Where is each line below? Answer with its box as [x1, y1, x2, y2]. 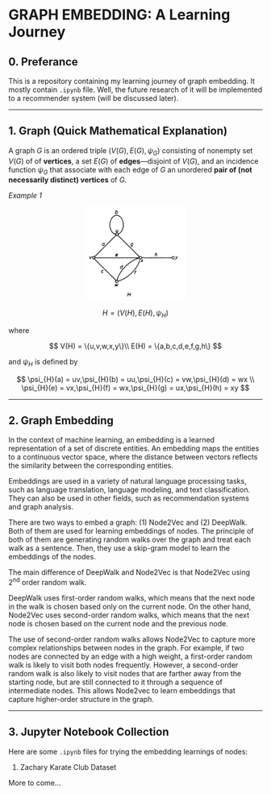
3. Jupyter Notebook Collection [8, 725, 169, 739]
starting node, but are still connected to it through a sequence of [8, 677, 223, 687]
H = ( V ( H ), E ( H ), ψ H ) [102, 308, 169, 319]
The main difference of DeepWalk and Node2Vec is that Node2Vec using [8, 567, 251, 577]
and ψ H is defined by [8, 356, 78, 368]
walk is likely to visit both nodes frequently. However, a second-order [8, 660, 239, 670]
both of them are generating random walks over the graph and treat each [8, 534, 252, 545]
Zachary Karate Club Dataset [19, 762, 117, 771]
